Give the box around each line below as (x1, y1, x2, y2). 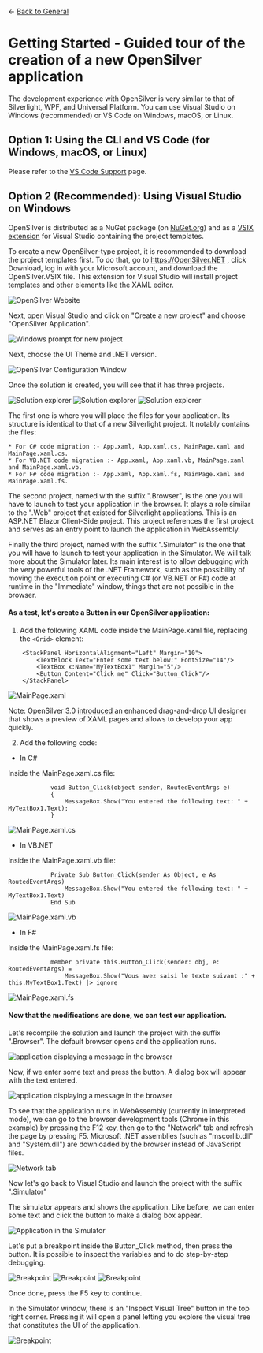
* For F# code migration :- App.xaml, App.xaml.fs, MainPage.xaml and (8, 470, 245, 478)
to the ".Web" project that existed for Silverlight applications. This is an (8, 508, 238, 517)
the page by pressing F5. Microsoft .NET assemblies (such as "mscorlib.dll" (8, 1131, 254, 1140)
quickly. (8, 722, 34, 732)
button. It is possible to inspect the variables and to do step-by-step (8, 1249, 228, 1258)
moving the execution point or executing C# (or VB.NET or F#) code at (8, 573, 236, 583)
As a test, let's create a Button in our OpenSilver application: (8, 608, 210, 617)
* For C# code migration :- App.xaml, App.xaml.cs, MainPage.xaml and (8, 442, 245, 450)
